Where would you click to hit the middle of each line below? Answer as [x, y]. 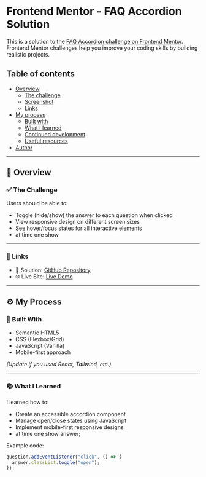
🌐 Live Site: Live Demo [44, 276]
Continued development [55, 134]
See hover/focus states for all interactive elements [78, 228]
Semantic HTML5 [37, 333]
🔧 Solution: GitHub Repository [53, 270]
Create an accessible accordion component [70, 414]
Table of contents [40, 74]
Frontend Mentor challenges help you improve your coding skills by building [102, 48]
